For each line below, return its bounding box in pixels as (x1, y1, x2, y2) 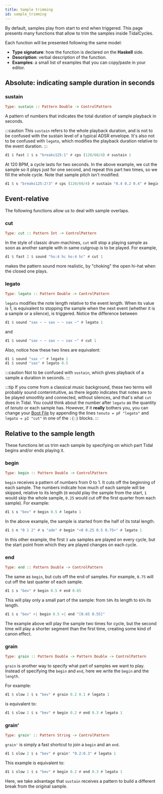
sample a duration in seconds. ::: (5, 375, 70, 381)
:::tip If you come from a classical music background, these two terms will (5, 384, 152, 390)
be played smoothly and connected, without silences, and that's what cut (5, 395, 152, 401)
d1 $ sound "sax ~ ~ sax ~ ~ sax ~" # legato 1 (5, 320, 103, 325)
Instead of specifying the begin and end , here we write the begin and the (5, 668, 149, 674)
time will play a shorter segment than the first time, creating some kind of (5, 626, 151, 631)
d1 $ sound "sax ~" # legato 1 (5, 356, 68, 361)
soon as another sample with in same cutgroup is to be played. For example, (5, 244, 158, 251)
